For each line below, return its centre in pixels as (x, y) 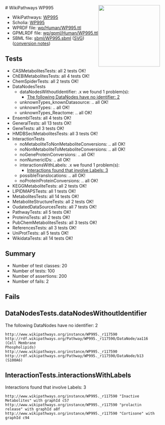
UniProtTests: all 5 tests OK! (40, 233)
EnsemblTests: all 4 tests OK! (42, 118)
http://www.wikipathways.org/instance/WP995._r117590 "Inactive (72, 396)
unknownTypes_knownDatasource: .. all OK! (64, 102)
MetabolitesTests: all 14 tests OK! (46, 196)
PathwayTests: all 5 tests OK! (41, 212)
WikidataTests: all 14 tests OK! (42, 238)
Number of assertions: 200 (40, 276)
